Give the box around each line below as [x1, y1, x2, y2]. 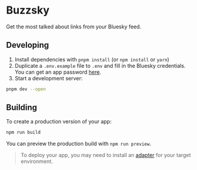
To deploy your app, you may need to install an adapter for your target [20, 152, 191, 159]
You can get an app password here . [14, 68, 101, 76]
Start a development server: [14, 74, 83, 81]
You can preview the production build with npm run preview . [6, 140, 152, 148]
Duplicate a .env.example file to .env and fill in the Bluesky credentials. [14, 62, 186, 69]
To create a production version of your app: [6, 118, 112, 125]
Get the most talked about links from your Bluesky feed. [6, 23, 142, 30]
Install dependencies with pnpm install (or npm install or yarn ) [14, 55, 170, 63]
